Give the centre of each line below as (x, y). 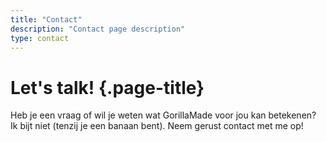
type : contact (40, 38)
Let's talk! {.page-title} (107, 87)
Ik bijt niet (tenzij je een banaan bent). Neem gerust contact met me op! (157, 126)
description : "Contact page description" (98, 29)
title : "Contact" (46, 19)
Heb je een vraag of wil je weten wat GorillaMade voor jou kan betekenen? (163, 115)
